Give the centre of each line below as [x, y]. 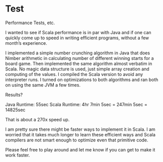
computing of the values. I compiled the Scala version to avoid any [74, 74]
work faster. [18, 155]
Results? [14, 95]
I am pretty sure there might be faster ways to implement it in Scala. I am [80, 129]
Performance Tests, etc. [30, 23]
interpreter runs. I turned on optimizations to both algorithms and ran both [82, 79]
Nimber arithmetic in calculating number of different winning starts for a [80, 58]
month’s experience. [26, 43]
